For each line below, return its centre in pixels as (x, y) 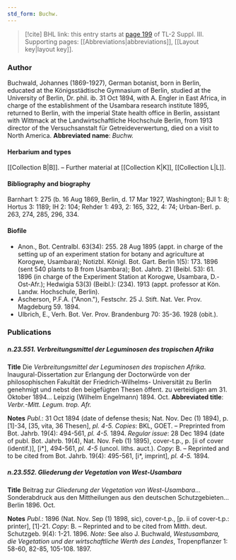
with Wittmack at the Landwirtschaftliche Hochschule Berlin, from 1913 (110, 120)
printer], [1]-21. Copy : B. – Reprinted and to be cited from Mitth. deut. (107, 526)
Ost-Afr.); (31, 284)
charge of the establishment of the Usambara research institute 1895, (108, 105)
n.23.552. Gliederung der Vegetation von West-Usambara (95, 472)
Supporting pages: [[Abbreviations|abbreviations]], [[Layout (112, 41)
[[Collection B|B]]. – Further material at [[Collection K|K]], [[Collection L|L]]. (117, 168)
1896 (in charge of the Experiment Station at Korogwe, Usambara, (113, 276)
